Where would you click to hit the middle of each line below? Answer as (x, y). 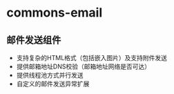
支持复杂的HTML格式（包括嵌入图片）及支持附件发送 (91, 58)
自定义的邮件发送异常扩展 (53, 84)
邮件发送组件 (34, 40)
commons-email (55, 13)
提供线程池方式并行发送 (50, 75)
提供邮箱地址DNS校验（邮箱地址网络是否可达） (84, 66)
